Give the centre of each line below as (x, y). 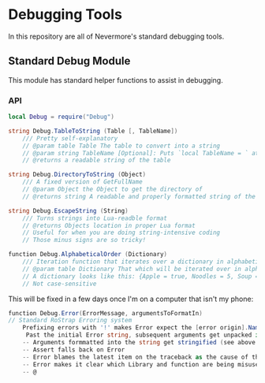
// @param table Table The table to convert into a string (121, 146)
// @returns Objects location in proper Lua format (109, 225)
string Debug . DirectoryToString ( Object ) (77, 175)
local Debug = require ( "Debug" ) (61, 117)
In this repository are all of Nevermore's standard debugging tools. (116, 36)
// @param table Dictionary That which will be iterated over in (132, 269)
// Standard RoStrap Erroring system (70, 321)
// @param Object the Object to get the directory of (112, 190)
